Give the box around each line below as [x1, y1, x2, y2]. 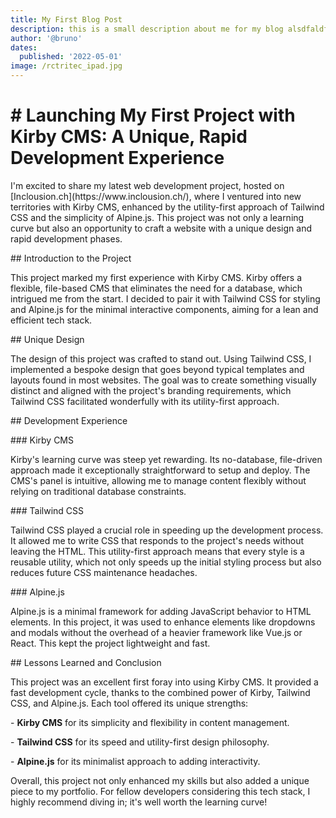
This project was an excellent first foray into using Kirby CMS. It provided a [10, 676, 319, 688]
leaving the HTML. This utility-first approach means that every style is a [10, 545, 305, 557]
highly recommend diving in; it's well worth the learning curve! [10, 796, 268, 808]
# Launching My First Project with [10, 104, 296, 127]
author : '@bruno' [10, 33, 83, 43]
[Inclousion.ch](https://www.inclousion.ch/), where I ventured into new [10, 190, 302, 202]
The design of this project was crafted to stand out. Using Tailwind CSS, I [10, 352, 312, 365]
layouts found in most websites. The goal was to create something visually [10, 374, 317, 386]
